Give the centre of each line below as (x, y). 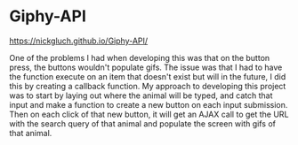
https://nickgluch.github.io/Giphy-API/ (79, 41)
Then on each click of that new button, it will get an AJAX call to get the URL (149, 114)
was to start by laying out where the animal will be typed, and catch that (141, 95)
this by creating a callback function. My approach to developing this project (148, 86)
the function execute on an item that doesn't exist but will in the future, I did (148, 76)
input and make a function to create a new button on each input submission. (149, 104)
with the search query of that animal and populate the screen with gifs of (143, 123)
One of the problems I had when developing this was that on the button (140, 57)
